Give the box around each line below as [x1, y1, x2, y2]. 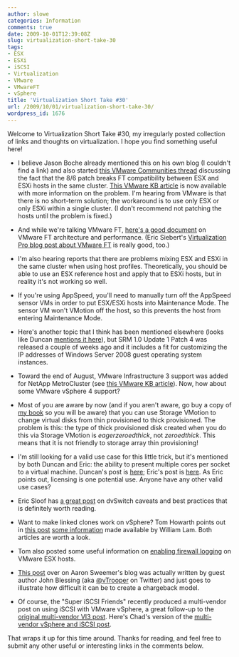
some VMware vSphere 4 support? [17, 387, 121, 395]
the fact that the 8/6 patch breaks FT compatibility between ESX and [17, 173, 219, 182]
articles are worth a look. [17, 533, 91, 541]
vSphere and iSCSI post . [40, 620, 112, 628]
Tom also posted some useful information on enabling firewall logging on [17, 546, 231, 555]
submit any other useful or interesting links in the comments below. [7, 641, 204, 650]
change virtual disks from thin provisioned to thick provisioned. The [17, 415, 216, 424]
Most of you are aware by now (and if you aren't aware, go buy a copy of [17, 400, 233, 409]
